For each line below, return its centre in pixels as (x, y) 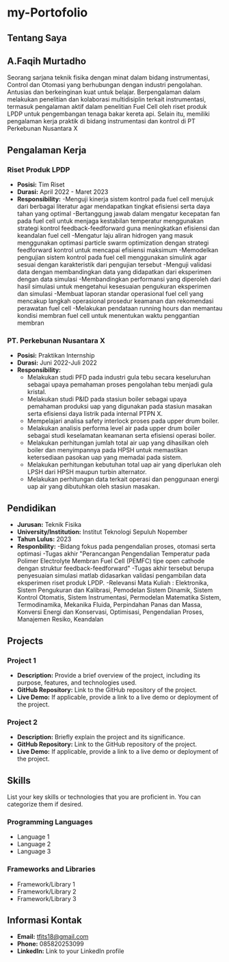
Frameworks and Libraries (51, 870)
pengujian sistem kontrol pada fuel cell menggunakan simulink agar (112, 258)
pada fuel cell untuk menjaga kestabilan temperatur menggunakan (110, 221)
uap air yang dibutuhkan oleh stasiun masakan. (94, 486)
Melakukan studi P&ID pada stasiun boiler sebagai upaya (107, 399)
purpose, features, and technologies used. (77, 682)
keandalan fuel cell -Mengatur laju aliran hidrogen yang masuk (105, 236)
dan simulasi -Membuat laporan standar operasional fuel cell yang (110, 294)
